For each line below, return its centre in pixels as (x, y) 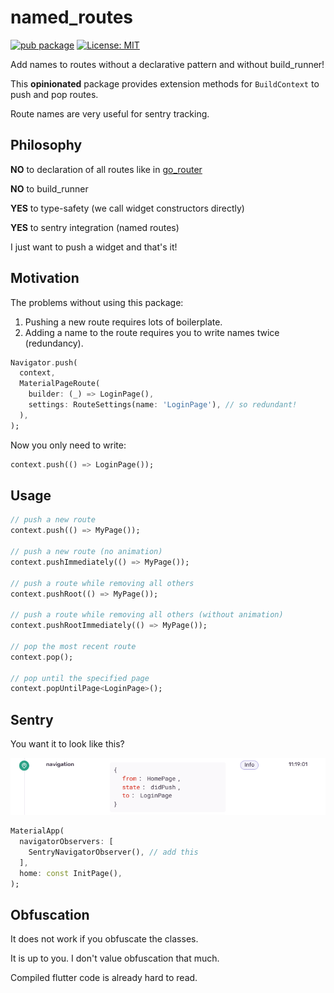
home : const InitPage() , (71, 873)
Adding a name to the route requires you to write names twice (152, 332)
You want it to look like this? (67, 744)
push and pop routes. (54, 94)
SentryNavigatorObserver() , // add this (113, 852)
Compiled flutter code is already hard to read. (104, 978)
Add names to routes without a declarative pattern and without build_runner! (167, 64)
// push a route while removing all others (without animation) (147, 615)
